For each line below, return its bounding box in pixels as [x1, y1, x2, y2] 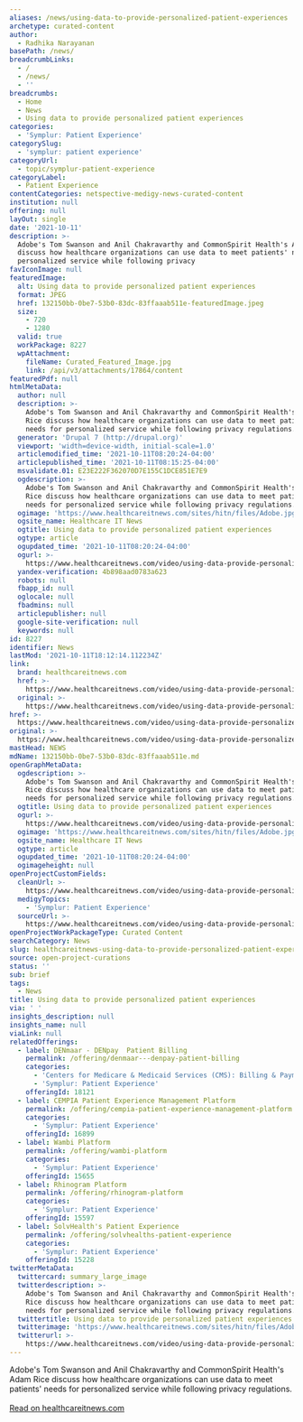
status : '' [9, 962, 50, 971]
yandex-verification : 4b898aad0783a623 [17, 567, 168, 576]
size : [17, 307, 39, 316]
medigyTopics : [17, 895, 70, 904]
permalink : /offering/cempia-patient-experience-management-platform [25, 1104, 293, 1113]
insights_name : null [9, 1020, 87, 1029]
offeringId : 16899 [25, 1129, 95, 1139]
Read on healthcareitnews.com [9, 1402, 124, 1413]
